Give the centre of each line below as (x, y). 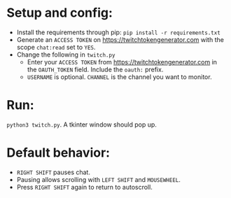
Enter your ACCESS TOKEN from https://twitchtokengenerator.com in (122, 62)
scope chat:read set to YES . (56, 47)
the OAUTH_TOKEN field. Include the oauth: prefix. (95, 69)
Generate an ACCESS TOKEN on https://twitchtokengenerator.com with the (120, 39)
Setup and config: (60, 13)
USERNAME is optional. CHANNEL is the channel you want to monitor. (119, 77)
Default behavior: (58, 153)
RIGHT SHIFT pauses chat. (53, 172)
